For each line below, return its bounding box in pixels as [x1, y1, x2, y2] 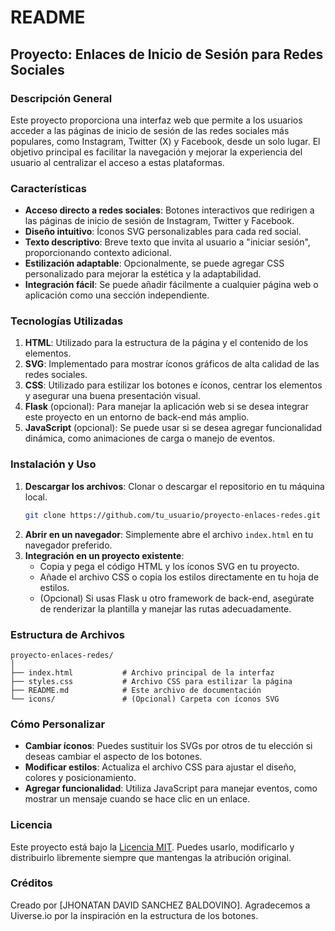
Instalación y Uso [10, 457, 97, 471]
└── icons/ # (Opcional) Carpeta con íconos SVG [10, 694, 280, 704]
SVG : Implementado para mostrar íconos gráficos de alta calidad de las [24, 358, 320, 370]
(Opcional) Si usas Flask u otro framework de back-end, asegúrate [39, 592, 315, 604]
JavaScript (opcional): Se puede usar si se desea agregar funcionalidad [24, 422, 323, 434]
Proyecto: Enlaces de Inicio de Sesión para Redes [10, 46, 324, 63]
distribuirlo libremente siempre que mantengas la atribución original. [10, 851, 292, 863]
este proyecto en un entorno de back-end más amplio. [24, 411, 250, 423]
